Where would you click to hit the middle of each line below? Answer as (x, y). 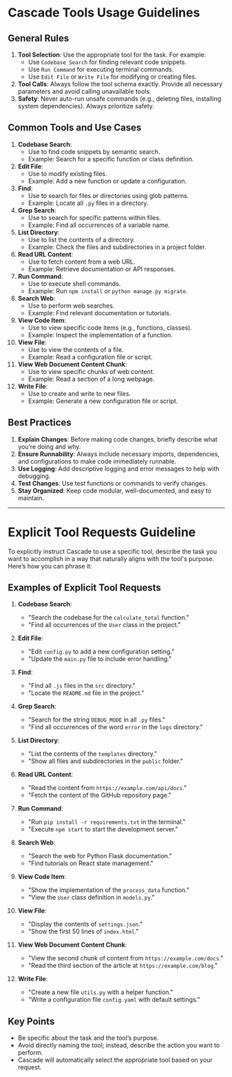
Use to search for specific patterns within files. (94, 217)
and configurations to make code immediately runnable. (97, 461)
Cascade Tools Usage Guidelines (104, 13)
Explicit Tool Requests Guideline (102, 532)
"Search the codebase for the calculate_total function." (109, 617)
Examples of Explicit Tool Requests (84, 587)
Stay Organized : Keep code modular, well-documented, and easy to (115, 491)
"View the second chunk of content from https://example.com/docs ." (126, 958)
